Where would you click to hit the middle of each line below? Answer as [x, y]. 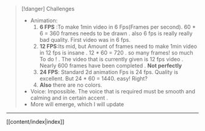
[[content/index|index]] [35, 122]
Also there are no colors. [71, 85]
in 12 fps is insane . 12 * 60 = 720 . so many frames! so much [116, 53]
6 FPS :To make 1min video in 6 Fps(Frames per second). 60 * [118, 27]
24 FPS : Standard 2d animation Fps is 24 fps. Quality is [109, 72]
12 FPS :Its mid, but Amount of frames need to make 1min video [118, 46]
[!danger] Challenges [48, 9]
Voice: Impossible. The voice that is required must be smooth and [113, 91]
